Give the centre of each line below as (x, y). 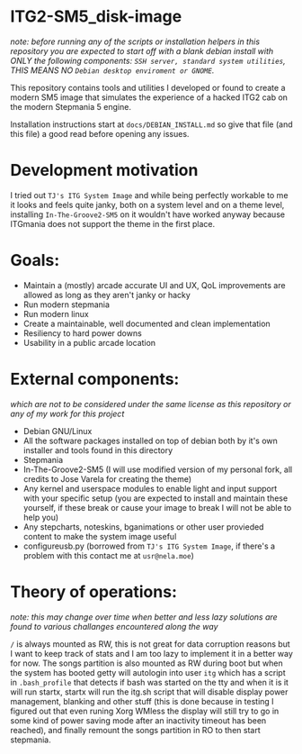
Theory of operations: (94, 591)
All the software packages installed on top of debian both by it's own (150, 441)
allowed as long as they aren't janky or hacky (107, 295)
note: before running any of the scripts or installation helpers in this (135, 41)
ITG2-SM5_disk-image (96, 17)
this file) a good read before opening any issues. (100, 133)
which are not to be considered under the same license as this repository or (151, 404)
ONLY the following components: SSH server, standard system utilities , (148, 60)
